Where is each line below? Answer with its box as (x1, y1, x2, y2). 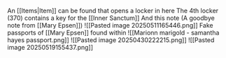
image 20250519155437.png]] (7, 43, 93, 51)
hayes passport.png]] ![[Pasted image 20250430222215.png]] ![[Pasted (7, 36, 215, 44)
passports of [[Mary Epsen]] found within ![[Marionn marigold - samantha (7, 28, 220, 37)
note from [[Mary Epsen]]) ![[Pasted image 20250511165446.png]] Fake (7, 21, 213, 29)
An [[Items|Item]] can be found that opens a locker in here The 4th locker (7, 7, 219, 14)
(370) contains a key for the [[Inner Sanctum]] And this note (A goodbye (7, 14, 215, 22)
